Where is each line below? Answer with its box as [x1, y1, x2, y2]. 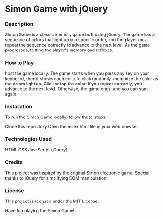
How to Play [5, 59, 34, 66]
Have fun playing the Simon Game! [5, 207, 75, 213]
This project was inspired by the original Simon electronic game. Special [5, 170, 150, 176]
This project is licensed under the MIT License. [5, 198, 99, 204]
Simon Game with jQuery [5, 3, 108, 15]
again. [5, 91, 18, 97]
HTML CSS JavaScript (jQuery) [5, 147, 68, 152]
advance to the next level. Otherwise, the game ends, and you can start [5, 86, 148, 92]
